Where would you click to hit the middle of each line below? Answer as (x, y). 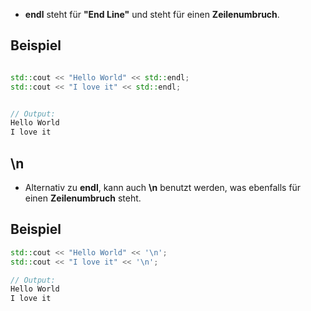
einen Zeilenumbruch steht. (83, 198)
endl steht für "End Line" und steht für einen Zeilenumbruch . (152, 14)
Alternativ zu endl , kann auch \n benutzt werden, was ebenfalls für (163, 187)
